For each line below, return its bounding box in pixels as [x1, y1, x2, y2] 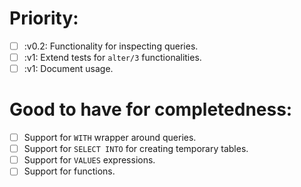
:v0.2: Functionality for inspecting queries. [23, 40, 199, 52]
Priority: [9, 7, 79, 30]
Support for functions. [23, 165, 116, 177]
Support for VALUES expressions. [23, 154, 156, 166]
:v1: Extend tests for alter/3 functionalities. [23, 52, 202, 63]
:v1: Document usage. [23, 63, 114, 75]
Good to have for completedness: [9, 98, 293, 121]
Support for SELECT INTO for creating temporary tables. [23, 143, 249, 155]
